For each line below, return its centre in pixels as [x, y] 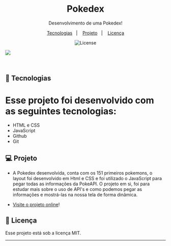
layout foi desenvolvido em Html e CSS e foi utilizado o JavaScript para [87, 179]
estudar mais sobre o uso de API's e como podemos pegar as [77, 189]
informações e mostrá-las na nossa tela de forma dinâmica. [75, 195]
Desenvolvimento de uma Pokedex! [85, 23]
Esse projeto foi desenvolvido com [80, 100]
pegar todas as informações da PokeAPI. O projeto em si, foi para [81, 184]
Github [20, 136]
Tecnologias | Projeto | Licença [85, 33]
